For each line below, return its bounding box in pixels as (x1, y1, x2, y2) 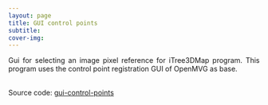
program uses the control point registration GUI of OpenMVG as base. (8, 64, 238, 74)
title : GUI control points (8, 19, 98, 27)
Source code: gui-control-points (8, 88, 114, 98)
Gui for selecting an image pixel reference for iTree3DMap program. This (8, 56, 260, 65)
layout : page (8, 11, 52, 20)
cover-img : (8, 33, 45, 42)
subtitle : (8, 26, 41, 34)
